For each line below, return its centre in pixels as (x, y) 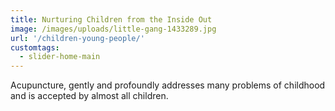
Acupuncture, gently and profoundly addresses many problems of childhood (168, 85)
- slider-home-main (60, 57)
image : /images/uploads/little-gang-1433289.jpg (113, 29)
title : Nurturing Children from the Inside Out (111, 19)
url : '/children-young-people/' (77, 38)
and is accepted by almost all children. (89, 96)
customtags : (35, 47)
